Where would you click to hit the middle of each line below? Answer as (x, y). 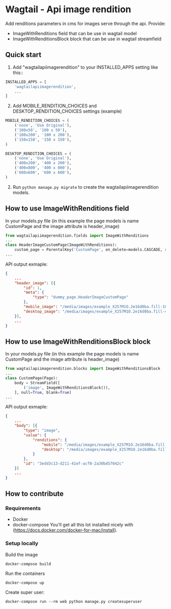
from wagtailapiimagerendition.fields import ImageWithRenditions (77, 236)
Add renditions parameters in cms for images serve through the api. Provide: (85, 23)
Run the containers (25, 573)
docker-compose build (28, 564)
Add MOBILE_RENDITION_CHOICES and (55, 106)
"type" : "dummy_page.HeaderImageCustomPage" (80, 297)
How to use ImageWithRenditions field (67, 208)
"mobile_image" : (41, 307)
